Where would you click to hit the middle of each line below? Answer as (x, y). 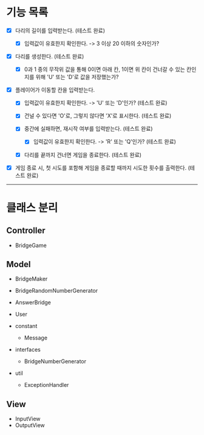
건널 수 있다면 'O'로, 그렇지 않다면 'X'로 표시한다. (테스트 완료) (98, 116)
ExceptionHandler (46, 385)
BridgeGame (31, 245)
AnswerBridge (33, 302)
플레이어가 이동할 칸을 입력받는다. (55, 90)
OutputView (30, 425)
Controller (26, 231)
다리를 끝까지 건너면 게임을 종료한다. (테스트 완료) (83, 155)
